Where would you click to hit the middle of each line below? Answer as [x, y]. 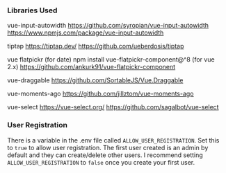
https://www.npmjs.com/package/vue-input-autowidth [86, 33]
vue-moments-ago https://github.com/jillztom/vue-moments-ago [100, 94]
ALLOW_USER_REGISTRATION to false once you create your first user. [101, 162]
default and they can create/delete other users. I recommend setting [105, 155]
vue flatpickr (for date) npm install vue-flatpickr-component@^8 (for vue [111, 60]
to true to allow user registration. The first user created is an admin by [108, 147]
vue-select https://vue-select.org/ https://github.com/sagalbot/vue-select [113, 107]
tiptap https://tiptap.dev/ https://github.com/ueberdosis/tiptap [96, 46]
